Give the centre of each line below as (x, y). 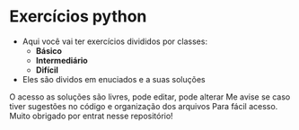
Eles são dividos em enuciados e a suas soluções (114, 79)
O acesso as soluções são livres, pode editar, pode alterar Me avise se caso (150, 97)
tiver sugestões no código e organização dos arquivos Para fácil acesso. (144, 106)
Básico (49, 50)
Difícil (47, 70)
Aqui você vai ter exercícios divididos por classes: (115, 41)
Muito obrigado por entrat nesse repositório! (91, 116)
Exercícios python (78, 17)
